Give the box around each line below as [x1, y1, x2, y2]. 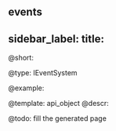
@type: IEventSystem [8, 68, 78, 78]
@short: [8, 53, 34, 63]
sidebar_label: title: [8, 32, 104, 45]
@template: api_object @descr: [8, 99, 109, 108]
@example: [8, 83, 45, 93]
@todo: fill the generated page [8, 114, 107, 123]
